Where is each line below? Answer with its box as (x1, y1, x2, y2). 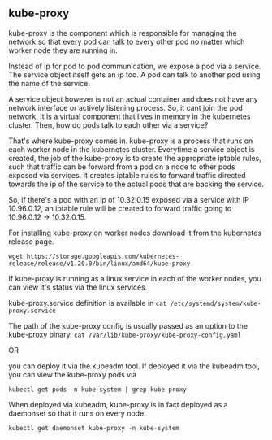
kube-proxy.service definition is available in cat (8, 298, 167, 307)
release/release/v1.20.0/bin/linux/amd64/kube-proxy (8, 259, 191, 268)
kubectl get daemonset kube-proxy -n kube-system (8, 424, 180, 432)
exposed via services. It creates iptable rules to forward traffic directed (8, 170, 246, 180)
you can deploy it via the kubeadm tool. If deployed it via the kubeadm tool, (8, 361, 261, 371)
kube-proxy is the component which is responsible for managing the (8, 28, 237, 37)
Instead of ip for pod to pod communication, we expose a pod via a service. (8, 61, 261, 71)
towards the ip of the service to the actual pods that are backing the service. (8, 179, 265, 189)
